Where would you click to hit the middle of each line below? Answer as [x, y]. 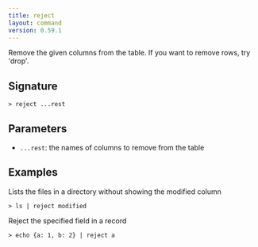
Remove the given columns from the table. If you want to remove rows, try [129, 53]
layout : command [35, 23]
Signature [33, 86]
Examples [33, 172]
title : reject [32, 15]
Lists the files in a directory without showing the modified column [115, 192]
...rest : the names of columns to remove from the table [112, 148]
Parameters [38, 129]
